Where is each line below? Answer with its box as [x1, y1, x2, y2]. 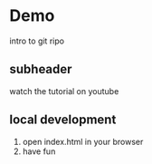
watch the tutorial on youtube [9, 85, 119, 96]
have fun [22, 146, 56, 157]
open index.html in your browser [22, 136, 144, 147]
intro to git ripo [9, 35, 65, 46]
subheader [9, 62, 72, 77]
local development [9, 112, 117, 128]
